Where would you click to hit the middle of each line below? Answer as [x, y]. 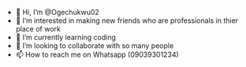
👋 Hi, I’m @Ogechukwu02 [58, 12]
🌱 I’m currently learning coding [66, 37]
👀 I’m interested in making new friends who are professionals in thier [127, 20]
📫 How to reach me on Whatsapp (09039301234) [97, 54]
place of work [38, 29]
